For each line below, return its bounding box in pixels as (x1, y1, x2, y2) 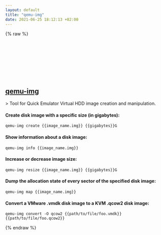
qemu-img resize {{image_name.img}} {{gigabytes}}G (5, 167, 117, 172)
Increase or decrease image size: (5, 156, 77, 162)
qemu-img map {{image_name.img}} (5, 189, 76, 194)
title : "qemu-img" (5, 12, 44, 17)
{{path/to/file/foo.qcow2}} (5, 216, 65, 221)
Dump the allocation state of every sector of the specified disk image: (5, 178, 156, 184)
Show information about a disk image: (5, 134, 88, 140)
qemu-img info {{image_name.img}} (5, 145, 79, 151)
